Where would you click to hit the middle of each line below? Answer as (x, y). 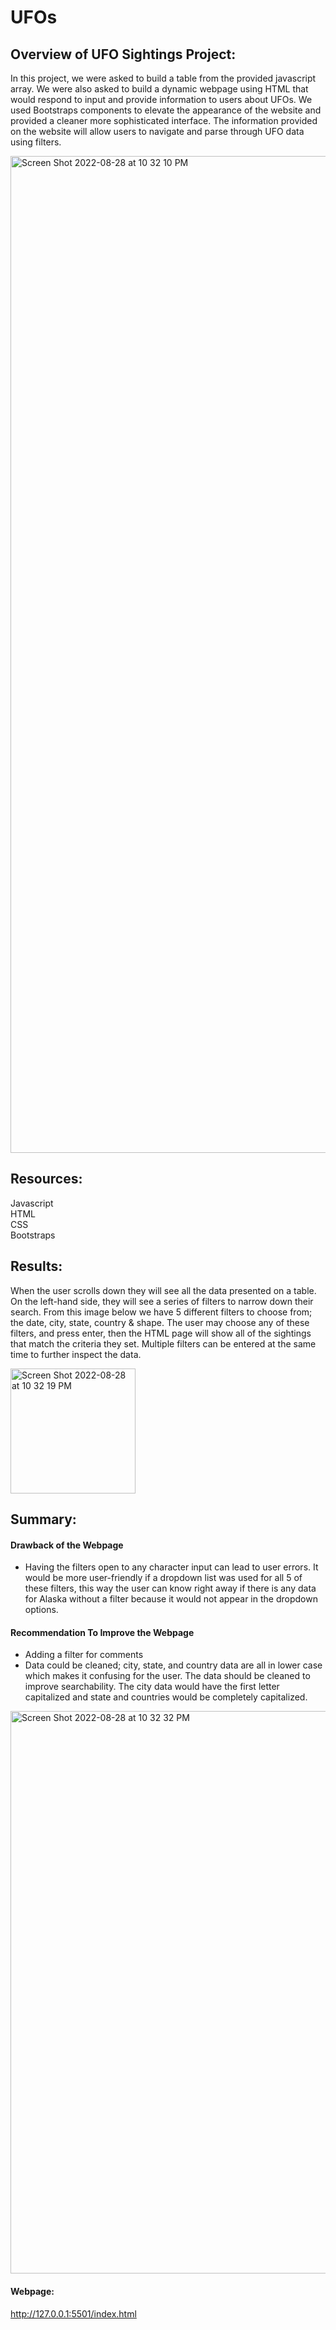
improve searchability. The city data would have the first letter (152, 1687)
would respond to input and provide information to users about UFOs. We (161, 99)
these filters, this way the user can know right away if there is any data (170, 1588)
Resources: (46, 1179)
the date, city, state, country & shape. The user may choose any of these (160, 1322)
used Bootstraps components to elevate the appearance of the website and (166, 110)
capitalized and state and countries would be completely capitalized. (166, 1697)
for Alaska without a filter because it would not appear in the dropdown (171, 1599)
